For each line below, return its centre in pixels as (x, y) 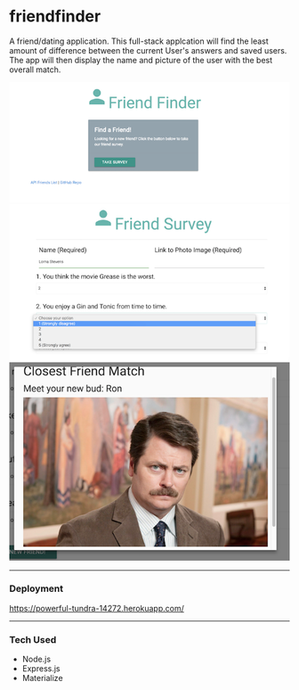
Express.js (41, 669)
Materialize (43, 678)
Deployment (36, 588)
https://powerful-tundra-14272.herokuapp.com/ (97, 608)
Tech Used (33, 639)
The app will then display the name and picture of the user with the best (141, 60)
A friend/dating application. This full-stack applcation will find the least (139, 41)
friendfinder (55, 16)
